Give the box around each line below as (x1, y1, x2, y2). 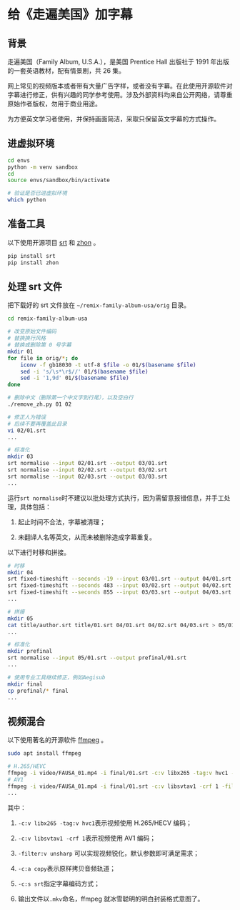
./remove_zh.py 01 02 (7, 401, 72, 408)
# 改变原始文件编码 (7, 328, 57, 336)
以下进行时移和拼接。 (7, 548, 70, 556)
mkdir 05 (7, 615, 34, 622)
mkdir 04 (7, 569, 34, 576)
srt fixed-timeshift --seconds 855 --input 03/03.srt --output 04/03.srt (7, 589, 232, 596)
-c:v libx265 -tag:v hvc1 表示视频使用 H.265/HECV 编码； (17, 819, 193, 827)
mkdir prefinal (7, 648, 53, 655)
